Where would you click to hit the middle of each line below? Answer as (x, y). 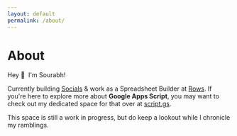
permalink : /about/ (36, 21)
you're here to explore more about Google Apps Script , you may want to (114, 96)
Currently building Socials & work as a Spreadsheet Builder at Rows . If (110, 89)
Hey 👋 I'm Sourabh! (37, 75)
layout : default (31, 14)
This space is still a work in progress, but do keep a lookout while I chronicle (119, 118)
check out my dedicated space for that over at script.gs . (89, 104)
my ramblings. (28, 125)
